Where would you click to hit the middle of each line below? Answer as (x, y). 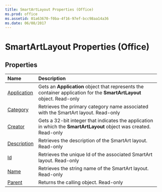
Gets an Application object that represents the (91, 87)
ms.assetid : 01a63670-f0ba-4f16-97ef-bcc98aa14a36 (57, 18)
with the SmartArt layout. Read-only (79, 113)
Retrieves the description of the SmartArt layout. (93, 141)
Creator (16, 127)
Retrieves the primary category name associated (93, 107)
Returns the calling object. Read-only (81, 182)
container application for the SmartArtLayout (90, 93)
